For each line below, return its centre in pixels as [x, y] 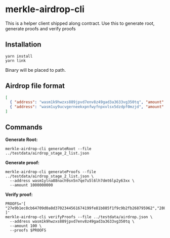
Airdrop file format [35, 86]
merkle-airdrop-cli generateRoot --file [49, 149]
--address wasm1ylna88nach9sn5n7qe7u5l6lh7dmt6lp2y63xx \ [72, 180]
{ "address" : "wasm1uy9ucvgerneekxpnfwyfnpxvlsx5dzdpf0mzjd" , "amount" [87, 107]
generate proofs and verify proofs [40, 28]
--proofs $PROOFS [28, 230]
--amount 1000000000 [31, 185]
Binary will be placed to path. [35, 70]
